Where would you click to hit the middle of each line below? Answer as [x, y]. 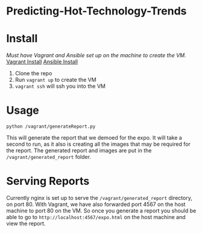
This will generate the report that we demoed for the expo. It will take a [94, 138]
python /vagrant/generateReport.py [51, 127]
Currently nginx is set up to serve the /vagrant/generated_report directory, [99, 198]
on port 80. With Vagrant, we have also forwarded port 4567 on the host [96, 204]
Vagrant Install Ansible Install [42, 62]
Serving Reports [48, 181]
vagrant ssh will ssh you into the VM [60, 86]
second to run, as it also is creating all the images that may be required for [99, 144]
